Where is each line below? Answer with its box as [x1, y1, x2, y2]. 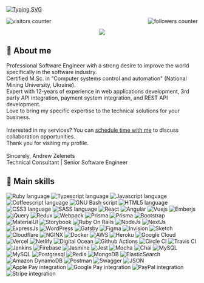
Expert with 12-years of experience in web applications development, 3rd [6, 87, 189, 95]
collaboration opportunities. [6, 132, 76, 140]
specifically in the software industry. [6, 68, 97, 75]
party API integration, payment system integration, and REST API [6, 94, 168, 101]
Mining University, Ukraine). [6, 81, 76, 88]
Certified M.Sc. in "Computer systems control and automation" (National [6, 75, 187, 82]
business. [6, 113, 30, 121]
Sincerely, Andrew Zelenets [6, 152, 75, 159]
